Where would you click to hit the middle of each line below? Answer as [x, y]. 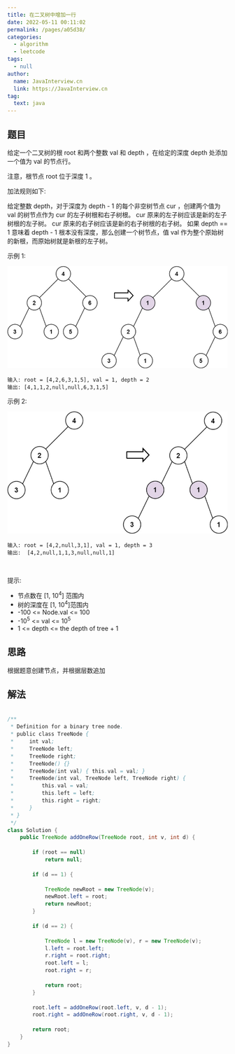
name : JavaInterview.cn [48, 81]
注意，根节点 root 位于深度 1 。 [51, 176]
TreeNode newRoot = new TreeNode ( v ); [100, 889]
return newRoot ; [68, 904]
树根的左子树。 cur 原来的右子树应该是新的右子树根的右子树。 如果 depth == [117, 223]
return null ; [63, 860]
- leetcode [29, 52]
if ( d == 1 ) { [53, 874]
